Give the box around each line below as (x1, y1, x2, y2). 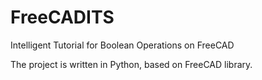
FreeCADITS (10, 6, 115, 29)
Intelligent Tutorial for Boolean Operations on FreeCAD (10, 39, 235, 51)
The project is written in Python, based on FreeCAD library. (10, 58, 253, 70)
